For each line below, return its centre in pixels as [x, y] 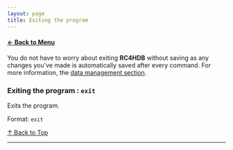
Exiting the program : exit [51, 90]
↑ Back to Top [28, 132]
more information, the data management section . [77, 72]
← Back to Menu [31, 42]
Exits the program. [34, 106]
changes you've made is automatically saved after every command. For [109, 65]
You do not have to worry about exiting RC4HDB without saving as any [108, 58]
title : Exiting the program [48, 20]
